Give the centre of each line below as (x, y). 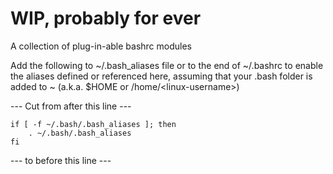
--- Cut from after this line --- (71, 106)
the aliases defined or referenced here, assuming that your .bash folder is (161, 76)
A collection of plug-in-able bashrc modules (101, 46)
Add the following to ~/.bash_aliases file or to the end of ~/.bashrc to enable (167, 65)
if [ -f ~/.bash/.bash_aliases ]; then (93, 124)
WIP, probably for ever (106, 18)
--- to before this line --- (61, 160)
